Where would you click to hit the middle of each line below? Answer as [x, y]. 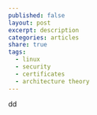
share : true [28, 45]
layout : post [30, 23]
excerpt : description [44, 30]
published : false [37, 15]
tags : [17, 52]
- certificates [40, 74]
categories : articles [44, 37]
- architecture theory [52, 81]
